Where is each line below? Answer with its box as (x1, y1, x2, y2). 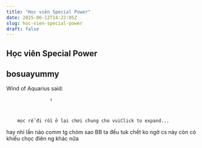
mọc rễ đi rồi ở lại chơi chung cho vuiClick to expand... (17, 118, 170, 124)
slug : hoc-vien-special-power (6, 20, 83, 26)
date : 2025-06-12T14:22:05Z (6, 15, 78, 21)
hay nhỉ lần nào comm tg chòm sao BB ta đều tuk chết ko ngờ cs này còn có (6, 129, 196, 136)
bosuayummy (6, 69, 59, 79)
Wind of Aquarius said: (6, 85, 64, 92)
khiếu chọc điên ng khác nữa (6, 135, 79, 143)
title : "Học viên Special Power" (6, 8, 91, 15)
